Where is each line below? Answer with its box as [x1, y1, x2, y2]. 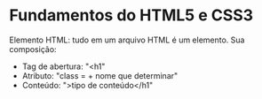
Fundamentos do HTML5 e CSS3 [9, 5, 254, 26]
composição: [9, 43, 57, 54]
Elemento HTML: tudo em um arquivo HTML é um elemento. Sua [9, 34, 245, 45]
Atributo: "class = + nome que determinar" [21, 70, 179, 80]
